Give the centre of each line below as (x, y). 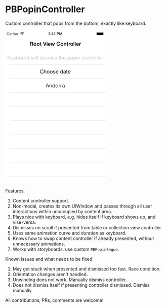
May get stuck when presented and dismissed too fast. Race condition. (87, 269)
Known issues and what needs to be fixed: (49, 259)
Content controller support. (41, 200)
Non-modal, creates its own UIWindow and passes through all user (82, 206)
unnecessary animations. (39, 244)
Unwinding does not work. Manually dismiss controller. (70, 280)
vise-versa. (24, 222)
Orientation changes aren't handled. (50, 274)
